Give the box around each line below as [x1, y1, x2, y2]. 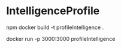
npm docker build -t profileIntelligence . [6, 24, 104, 31]
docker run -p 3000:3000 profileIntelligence [6, 35, 116, 42]
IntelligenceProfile [6, 4, 100, 18]
